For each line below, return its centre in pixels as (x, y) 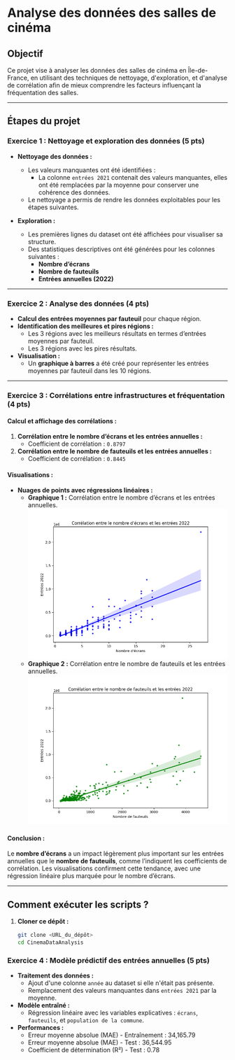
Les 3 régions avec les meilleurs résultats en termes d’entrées (117, 333)
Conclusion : (26, 838)
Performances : (41, 1027)
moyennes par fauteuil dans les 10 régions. (90, 370)
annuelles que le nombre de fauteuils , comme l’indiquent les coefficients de (117, 861)
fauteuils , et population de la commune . (86, 1020)
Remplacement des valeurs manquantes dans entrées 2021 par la (122, 990)
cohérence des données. (74, 192)
